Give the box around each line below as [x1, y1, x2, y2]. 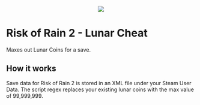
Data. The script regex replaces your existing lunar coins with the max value [6, 86, 194, 93]
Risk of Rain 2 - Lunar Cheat [6, 26, 148, 40]
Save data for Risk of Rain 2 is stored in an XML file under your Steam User [6, 79, 192, 86]
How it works [6, 64, 56, 74]
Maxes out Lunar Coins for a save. [6, 46, 91, 53]
